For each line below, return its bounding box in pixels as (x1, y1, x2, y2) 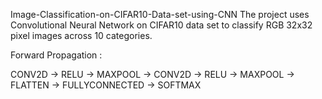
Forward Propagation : (10, 49, 103, 61)
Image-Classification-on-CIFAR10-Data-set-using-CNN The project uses (10, 9, 310, 20)
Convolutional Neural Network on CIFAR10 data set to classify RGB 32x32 (10, 19, 313, 31)
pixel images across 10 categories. (10, 30, 153, 41)
